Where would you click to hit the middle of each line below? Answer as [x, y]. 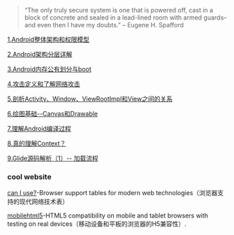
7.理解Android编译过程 [39, 128]
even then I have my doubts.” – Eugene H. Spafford [110, 25]
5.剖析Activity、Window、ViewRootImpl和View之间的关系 [90, 99]
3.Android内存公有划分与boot [50, 69]
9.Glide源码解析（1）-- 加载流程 [53, 158]
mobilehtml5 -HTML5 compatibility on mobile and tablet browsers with [108, 215]
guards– [215, 17]
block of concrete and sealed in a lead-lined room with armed [113, 17]
